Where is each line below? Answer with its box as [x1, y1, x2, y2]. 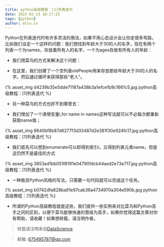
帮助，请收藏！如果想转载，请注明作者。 [16, 216, 98, 222]
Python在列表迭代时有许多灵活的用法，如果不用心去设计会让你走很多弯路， [5, 35, 156, 41]
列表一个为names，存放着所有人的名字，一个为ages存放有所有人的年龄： [5, 47, 152, 53]
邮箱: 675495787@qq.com [17, 236, 71, 242]
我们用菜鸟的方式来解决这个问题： [12, 57, 81, 64]
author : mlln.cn [5, 21, 38, 26]
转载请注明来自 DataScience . [17, 226, 74, 232]
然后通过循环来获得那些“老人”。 [20, 74, 85, 80]
